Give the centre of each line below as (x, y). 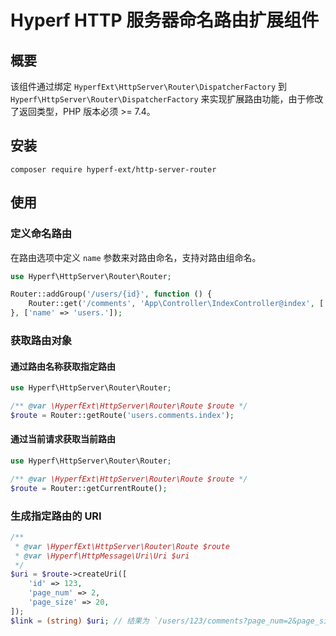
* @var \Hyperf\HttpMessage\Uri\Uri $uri (102, 556)
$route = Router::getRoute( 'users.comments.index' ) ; (122, 415)
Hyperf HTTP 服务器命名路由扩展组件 (165, 20)
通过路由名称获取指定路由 (63, 366)
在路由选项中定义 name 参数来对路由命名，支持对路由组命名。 (136, 257)
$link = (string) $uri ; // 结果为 (80, 621)
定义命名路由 (41, 234)
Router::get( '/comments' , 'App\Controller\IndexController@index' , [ (176, 304)
